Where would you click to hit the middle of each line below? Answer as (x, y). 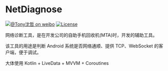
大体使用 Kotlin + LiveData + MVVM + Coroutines (57, 63)
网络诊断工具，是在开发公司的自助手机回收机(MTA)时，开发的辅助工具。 (81, 35)
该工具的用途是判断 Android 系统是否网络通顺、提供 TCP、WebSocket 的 (82, 46)
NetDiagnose (34, 9)
